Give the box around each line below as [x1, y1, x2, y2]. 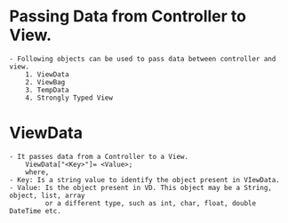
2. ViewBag [25, 77, 66, 86]
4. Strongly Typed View [25, 93, 114, 102]
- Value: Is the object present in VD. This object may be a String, [9, 183, 273, 192]
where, [25, 167, 50, 177]
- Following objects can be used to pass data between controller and [9, 54, 276, 63]
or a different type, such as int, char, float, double [44, 198, 256, 208]
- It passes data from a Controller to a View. [9, 152, 189, 161]
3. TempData [25, 85, 69, 94]
